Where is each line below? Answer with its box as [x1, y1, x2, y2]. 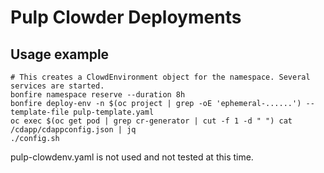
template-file [10, 107, 70, 117]
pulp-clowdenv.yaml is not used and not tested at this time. [10, 151, 254, 163]
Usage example [10, 46, 110, 63]
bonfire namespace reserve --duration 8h [10, 90, 186, 100]
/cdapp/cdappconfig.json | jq [10, 125, 137, 135]
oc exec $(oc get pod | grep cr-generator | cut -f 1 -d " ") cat [10, 116, 293, 126]
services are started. [10, 81, 105, 91]
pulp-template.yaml [73, 107, 155, 117]
